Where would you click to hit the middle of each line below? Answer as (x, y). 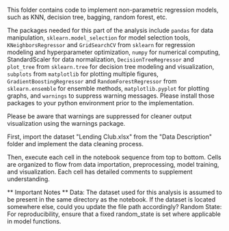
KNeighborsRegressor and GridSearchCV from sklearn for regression (101, 45)
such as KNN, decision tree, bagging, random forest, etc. (87, 17)
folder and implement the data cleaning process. (75, 144)
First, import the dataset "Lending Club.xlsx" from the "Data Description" (110, 137)
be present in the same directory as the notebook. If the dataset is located (111, 200)
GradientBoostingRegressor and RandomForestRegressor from (92, 81)
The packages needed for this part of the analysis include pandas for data (110, 30)
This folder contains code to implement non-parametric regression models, (113, 10)
